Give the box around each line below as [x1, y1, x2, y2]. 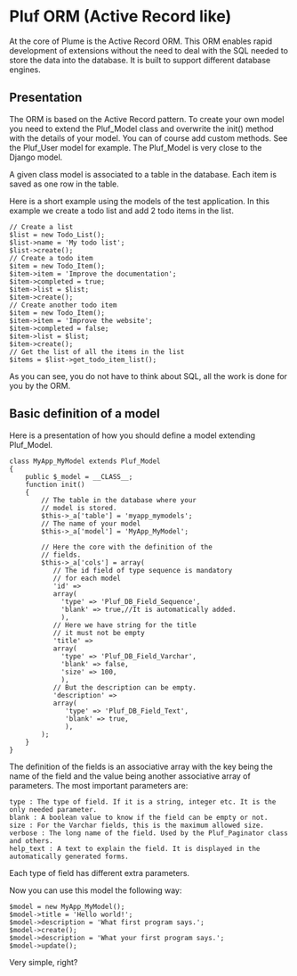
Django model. [9, 152, 63, 162]
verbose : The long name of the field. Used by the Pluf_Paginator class [9, 828, 289, 838]
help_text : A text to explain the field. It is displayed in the [9, 844, 261, 853]
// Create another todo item [9, 301, 117, 310]
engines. [9, 64, 42, 75]
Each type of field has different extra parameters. [9, 867, 189, 878]
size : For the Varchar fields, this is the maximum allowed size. [9, 821, 265, 830]
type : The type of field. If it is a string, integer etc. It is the [9, 797, 277, 806]
